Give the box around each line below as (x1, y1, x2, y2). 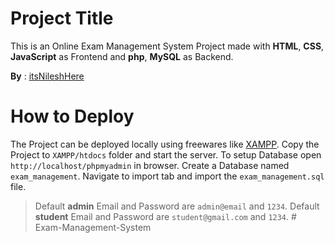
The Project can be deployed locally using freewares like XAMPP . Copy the (10, 138, 320, 150)
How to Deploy (10, 105, 135, 128)
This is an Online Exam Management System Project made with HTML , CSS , (10, 40, 325, 52)
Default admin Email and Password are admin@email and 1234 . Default (34, 200, 320, 212)
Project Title (10, 7, 114, 30)
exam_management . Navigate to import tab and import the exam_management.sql (10, 170, 325, 182)
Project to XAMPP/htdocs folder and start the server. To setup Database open (10, 148, 322, 161)
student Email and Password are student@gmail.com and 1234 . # (34, 210, 297, 222)
